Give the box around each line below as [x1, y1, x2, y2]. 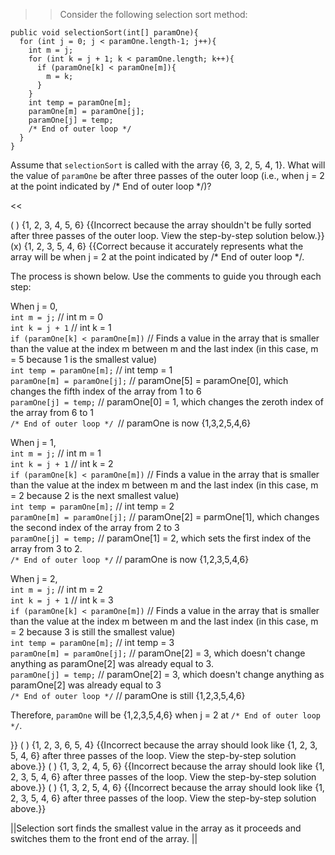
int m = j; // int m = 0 [10, 311, 103, 323]
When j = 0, [10, 300, 58, 312]
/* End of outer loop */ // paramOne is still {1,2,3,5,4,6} [10, 690, 246, 701]
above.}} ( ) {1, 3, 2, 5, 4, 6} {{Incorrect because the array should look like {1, [10, 782, 325, 793]
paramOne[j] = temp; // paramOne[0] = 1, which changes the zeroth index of [10, 396, 324, 408]
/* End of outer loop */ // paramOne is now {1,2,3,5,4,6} [10, 554, 250, 565]
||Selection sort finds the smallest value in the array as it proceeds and [10, 822, 302, 834]
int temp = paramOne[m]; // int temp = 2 [10, 500, 175, 512]
